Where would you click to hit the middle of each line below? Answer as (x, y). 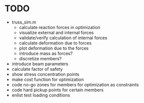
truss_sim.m (24, 22)
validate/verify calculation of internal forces (63, 38)
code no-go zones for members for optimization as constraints (75, 84)
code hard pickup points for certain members (58, 90)
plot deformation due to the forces (54, 48)
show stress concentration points (45, 74)
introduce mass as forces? (46, 53)
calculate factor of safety (37, 69)
